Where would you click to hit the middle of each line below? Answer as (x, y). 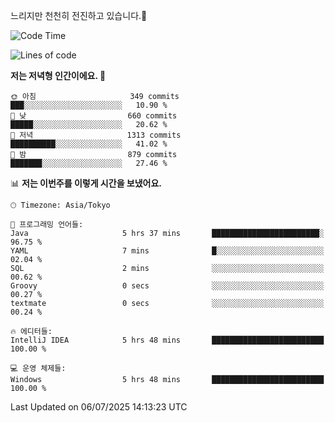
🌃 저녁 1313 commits (96, 135)
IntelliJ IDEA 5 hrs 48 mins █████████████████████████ (167, 340)
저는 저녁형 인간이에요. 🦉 (58, 75)
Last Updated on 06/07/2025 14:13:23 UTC (99, 407)
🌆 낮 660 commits (94, 116)
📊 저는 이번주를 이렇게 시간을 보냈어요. (86, 183)
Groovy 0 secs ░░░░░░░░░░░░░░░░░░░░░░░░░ (167, 286)
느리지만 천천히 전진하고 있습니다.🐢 (79, 15)
